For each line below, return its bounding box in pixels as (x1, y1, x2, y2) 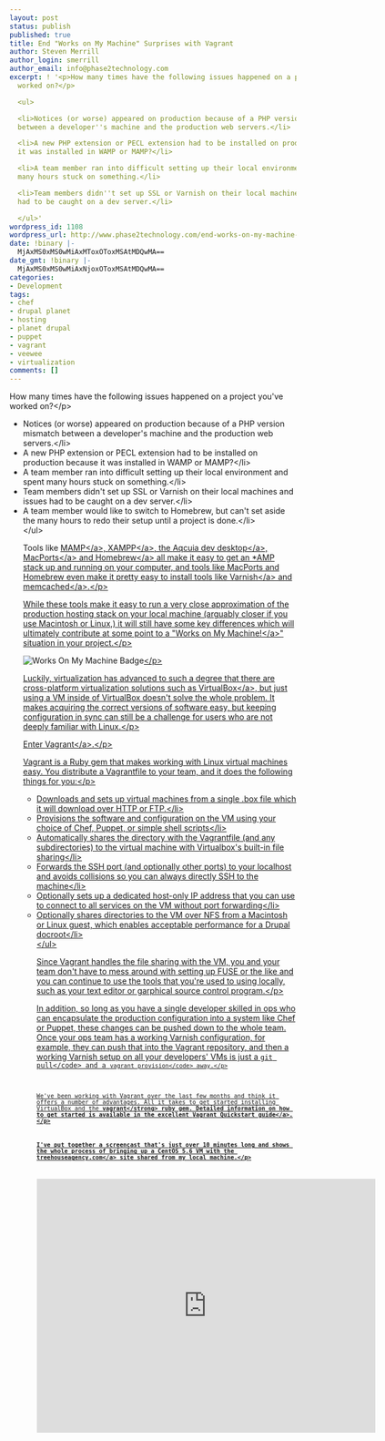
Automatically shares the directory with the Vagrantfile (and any (35, 833, 276, 843)
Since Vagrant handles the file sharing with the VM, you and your (35, 956, 280, 967)
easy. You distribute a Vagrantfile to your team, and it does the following (22, 766, 293, 777)
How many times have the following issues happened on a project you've (9, 391, 284, 402)
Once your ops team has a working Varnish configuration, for (35, 1032, 266, 1043)
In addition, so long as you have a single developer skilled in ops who (35, 1003, 296, 1014)
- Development (9, 281, 64, 291)
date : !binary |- (9, 239, 76, 249)
